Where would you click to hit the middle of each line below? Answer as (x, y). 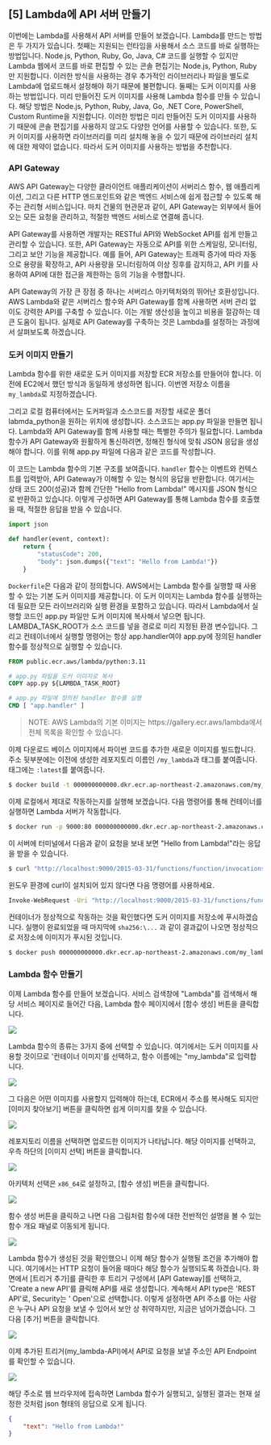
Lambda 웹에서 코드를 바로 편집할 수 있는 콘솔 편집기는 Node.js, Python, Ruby (133, 65)
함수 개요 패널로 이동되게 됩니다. (59, 1225)
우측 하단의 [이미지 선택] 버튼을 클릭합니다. (75, 1151)
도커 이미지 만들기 (41, 355)
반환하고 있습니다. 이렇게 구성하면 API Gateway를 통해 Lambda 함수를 (127, 499)
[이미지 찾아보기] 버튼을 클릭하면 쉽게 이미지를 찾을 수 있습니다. (108, 1108)
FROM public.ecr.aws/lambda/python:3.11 (77, 662)
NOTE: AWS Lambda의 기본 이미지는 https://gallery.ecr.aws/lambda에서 (145, 722)
